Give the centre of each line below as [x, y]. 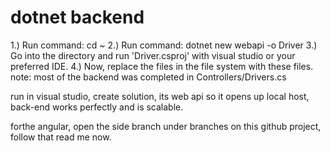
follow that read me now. [61, 137]
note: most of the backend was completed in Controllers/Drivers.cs [148, 77]
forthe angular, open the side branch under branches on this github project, [166, 126]
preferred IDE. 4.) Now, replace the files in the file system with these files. [162, 66]
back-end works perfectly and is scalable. [97, 107]
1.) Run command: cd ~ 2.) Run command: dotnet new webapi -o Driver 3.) [164, 45]
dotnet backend [77, 17]
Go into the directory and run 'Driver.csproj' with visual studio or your [153, 55]
